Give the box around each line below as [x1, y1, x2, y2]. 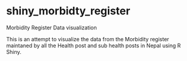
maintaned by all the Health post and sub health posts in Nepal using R [6, 42, 181, 49]
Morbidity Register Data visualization [6, 24, 97, 31]
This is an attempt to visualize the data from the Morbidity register [6, 35, 170, 42]
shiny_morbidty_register [6, 4, 131, 18]
